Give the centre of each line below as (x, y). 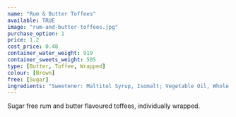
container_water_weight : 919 (50, 54)
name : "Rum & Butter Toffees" (52, 14)
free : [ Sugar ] (28, 79)
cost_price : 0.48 (33, 47)
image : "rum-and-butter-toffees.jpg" (63, 27)
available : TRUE (31, 20)
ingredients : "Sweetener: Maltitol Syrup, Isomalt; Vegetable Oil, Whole (118, 86)
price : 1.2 (23, 40)
